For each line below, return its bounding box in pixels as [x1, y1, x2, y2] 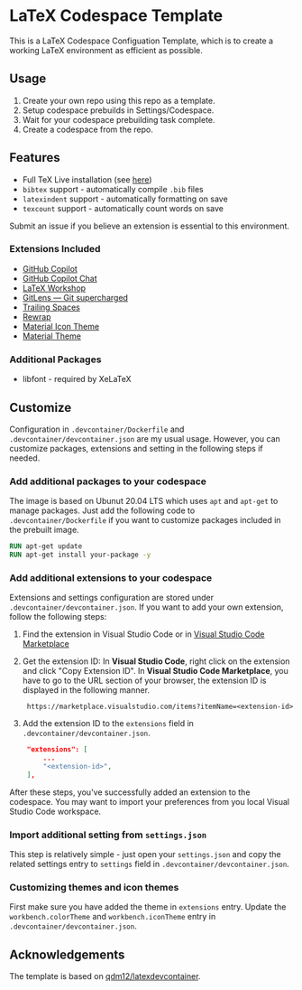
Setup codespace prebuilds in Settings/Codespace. [22, 105, 215, 116]
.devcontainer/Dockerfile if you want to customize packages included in [9, 515, 281, 526]
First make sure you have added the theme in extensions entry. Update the [9, 901, 287, 912]
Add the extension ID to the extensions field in [22, 718, 194, 729]
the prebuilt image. [9, 525, 79, 536]
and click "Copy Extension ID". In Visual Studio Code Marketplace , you [22, 666, 288, 677]
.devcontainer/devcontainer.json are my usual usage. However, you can [9, 433, 281, 444]
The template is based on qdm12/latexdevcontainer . [9, 971, 201, 982]
